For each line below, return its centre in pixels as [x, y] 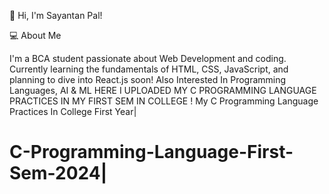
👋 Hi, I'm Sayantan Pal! [56, 15]
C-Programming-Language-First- [151, 152]
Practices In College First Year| [73, 111]
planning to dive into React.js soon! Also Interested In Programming [148, 79]
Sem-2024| [58, 173]
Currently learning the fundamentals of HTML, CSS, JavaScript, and [149, 69]
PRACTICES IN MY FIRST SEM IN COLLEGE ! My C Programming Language [164, 101]
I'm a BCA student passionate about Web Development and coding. [148, 58]
